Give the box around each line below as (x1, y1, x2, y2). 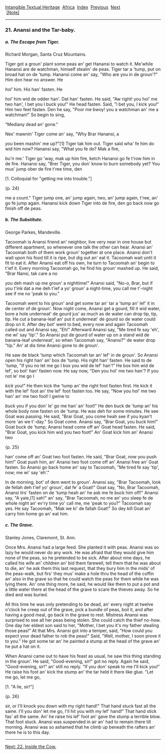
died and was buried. (5, 591, 48, 597)
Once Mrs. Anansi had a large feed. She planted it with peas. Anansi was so (5, 544, 159, 550)
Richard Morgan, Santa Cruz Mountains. (5, 51, 87, 57)
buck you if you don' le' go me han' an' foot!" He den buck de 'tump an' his (5, 403, 158, 409)
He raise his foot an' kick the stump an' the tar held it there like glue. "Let (5, 669, 154, 675)
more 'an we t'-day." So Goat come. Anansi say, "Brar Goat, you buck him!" (5, 419, 158, 425)
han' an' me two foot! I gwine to (5, 393, 70, 399)
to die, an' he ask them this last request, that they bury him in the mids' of (5, 565, 155, 571)
